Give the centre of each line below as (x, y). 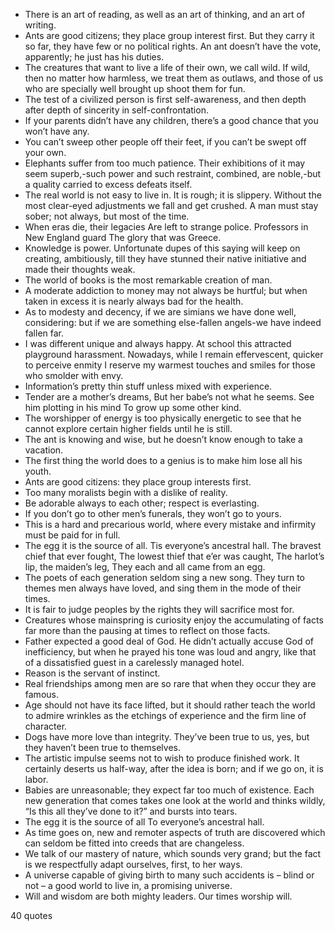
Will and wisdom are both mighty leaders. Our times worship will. (158, 896)
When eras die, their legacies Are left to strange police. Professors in (166, 227)
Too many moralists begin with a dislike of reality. (126, 492)
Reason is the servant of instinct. (92, 673)
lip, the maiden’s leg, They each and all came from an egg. (145, 567)
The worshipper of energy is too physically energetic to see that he (163, 418)
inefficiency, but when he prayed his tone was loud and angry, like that (170, 652)
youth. (38, 471)
